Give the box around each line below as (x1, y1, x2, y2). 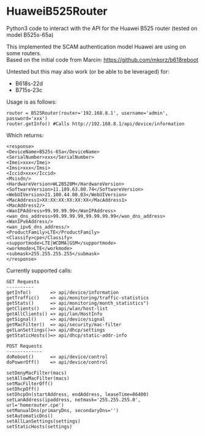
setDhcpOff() (6, 386, 40, 392)
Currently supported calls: (6, 267, 72, 274)
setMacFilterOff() (6, 380, 53, 387)
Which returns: (6, 131, 44, 139)
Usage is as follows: (6, 98, 57, 105)
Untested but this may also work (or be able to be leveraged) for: (6, 67, 170, 75)
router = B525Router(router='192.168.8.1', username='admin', (6, 110, 168, 116)
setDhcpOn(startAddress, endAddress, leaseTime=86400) (6, 391, 149, 397)
